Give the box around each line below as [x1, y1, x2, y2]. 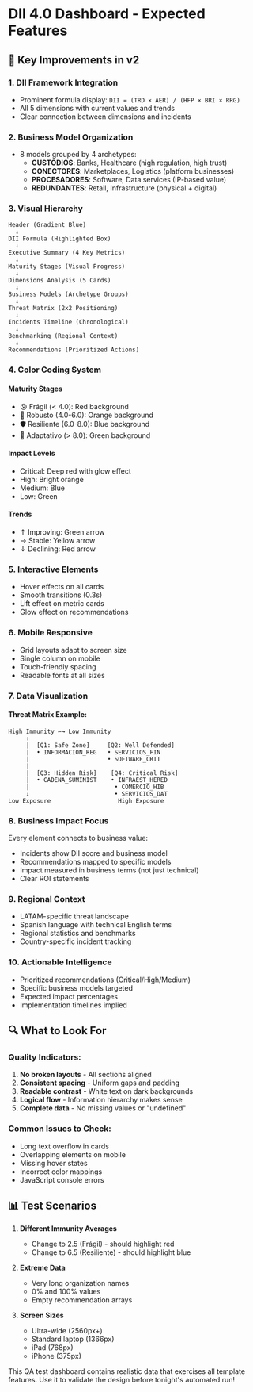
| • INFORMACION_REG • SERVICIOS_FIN [25, 748, 160, 756]
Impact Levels [8, 449, 55, 458]
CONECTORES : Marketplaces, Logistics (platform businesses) [31, 167, 235, 176]
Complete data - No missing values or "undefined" [19, 1103, 187, 1113]
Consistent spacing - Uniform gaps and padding [19, 1078, 180, 1087]
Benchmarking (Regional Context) [8, 332, 119, 340]
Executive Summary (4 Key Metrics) [8, 249, 126, 257]
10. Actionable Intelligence [8, 957, 112, 968]
